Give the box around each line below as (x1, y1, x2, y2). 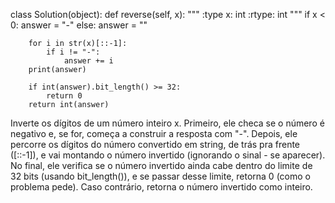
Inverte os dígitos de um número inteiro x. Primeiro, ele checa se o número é (10, 117, 325, 129)
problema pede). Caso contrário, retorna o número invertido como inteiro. (10, 181, 313, 193)
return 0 (46, 91, 83, 101)
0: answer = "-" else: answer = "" (10, 19, 148, 31)
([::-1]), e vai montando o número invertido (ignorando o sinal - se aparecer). (10, 149, 326, 161)
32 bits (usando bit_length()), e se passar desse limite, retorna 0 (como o (10, 170, 311, 182)
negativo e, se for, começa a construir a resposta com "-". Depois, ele (10, 128, 298, 139)
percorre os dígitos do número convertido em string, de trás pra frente (10, 139, 301, 150)
